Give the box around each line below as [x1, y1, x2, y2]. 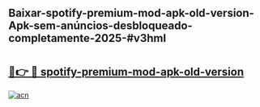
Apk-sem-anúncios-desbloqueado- [8, 19, 193, 33]
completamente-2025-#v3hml [8, 31, 167, 45]
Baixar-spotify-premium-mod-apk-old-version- [8, 6, 255, 20]
